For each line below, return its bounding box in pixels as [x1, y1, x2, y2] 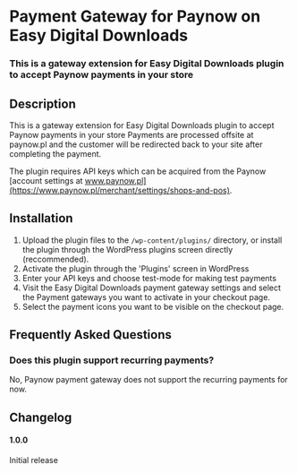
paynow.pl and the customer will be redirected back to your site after [9, 139, 263, 150]
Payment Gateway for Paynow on [9, 6, 261, 27]
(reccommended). [21, 254, 89, 264]
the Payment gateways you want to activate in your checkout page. [21, 291, 271, 302]
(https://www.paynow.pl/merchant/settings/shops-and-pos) [9, 185, 231, 195]
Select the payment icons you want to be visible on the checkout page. [21, 301, 284, 312]
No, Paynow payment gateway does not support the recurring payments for [9, 374, 288, 385]
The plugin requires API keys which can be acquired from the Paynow [9, 166, 267, 176]
